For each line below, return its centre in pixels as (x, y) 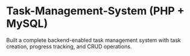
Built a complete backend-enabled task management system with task (93, 40)
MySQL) (27, 24)
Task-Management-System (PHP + (96, 11)
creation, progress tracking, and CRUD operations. (69, 46)
